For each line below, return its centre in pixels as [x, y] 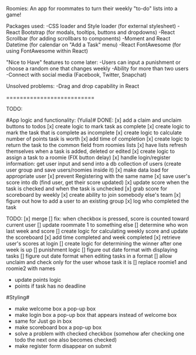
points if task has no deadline [50, 286]
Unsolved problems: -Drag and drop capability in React [73, 86]
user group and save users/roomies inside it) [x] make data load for [87, 170]
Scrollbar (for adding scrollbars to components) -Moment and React [88, 38]
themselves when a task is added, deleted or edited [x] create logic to [90, 151]
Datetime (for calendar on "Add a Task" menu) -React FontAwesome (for [94, 45]
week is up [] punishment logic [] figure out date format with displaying [92, 250]
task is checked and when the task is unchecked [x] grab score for [87, 189]
